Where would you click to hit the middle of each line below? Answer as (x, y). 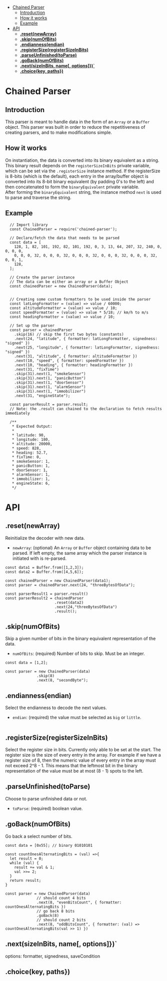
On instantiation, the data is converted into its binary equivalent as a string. (82, 160)
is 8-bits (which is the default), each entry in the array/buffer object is (77, 176)
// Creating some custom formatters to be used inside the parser (80, 299)
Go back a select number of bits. (39, 836)
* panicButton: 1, (31, 466)
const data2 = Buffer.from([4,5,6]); (44, 572)
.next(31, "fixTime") (36, 369)
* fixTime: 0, (26, 457)
